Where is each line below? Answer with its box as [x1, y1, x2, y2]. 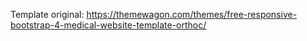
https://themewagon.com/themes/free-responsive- [86, 9, 298, 20]
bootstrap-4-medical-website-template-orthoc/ [10, 19, 207, 31]
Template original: [10, 9, 85, 20]
